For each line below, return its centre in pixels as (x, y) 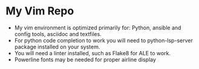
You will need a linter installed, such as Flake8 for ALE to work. (92, 53)
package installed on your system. (57, 47)
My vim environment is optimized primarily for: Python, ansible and (98, 28)
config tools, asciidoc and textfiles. (58, 34)
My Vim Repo (40, 11)
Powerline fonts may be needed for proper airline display (85, 59)
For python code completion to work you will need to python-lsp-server (103, 40)
